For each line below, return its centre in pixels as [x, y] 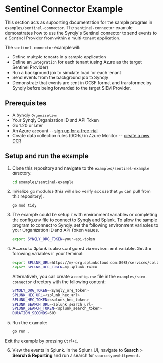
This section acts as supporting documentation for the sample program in [79, 22]
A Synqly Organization [35, 115]
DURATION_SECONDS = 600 [34, 313]
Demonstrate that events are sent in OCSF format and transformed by [82, 83]
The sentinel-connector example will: [43, 47]
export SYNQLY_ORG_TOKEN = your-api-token [54, 239]
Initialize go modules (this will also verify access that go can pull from [81, 191]
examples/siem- [132, 277]
